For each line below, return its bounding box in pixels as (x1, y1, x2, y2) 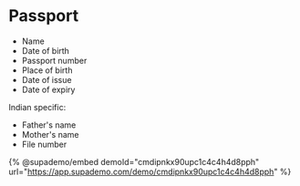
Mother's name (21, 129, 79, 139)
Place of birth (21, 65, 73, 76)
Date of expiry (21, 84, 76, 95)
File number (21, 139, 67, 150)
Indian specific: (8, 101, 67, 112)
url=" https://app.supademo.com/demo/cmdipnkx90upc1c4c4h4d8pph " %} (8, 166, 292, 177)
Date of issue (21, 74, 72, 85)
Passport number (21, 55, 88, 66)
